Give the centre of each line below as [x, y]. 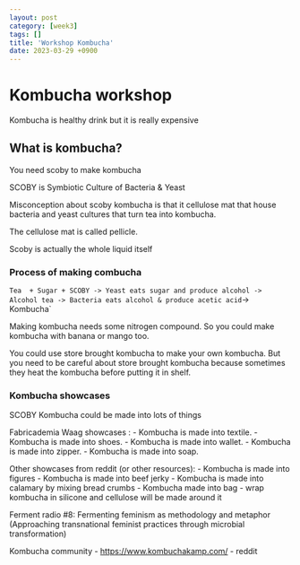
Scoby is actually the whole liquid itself [81, 248]
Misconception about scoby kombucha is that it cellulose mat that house [143, 204]
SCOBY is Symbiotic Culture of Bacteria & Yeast [97, 187]
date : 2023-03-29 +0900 [54, 51]
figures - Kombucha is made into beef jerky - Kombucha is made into [137, 478]
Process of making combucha [76, 272]
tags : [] [26, 34]
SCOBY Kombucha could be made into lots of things [105, 415]
